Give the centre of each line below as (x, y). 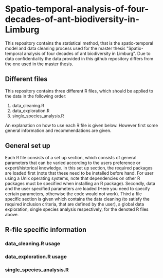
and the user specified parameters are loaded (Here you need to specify (78, 188)
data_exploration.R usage (36, 257)
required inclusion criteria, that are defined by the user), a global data (75, 204)
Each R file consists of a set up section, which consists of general (71, 157)
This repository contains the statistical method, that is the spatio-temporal (79, 43)
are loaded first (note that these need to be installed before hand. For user (79, 173)
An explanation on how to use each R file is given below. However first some (81, 125)
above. (12, 214)
